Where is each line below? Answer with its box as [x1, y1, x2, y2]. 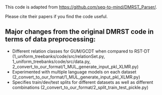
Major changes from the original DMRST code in [5, 28, 154, 36]
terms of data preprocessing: [5, 35, 96, 43]
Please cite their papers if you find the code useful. [5, 14, 108, 19]
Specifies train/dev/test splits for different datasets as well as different [12, 79, 154, 85]
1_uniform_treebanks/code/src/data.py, [12, 58, 91, 64]
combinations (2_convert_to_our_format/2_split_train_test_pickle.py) [12, 84, 149, 90]
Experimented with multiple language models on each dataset [12, 69, 137, 75]
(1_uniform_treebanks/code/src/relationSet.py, [12, 53, 105, 59]
